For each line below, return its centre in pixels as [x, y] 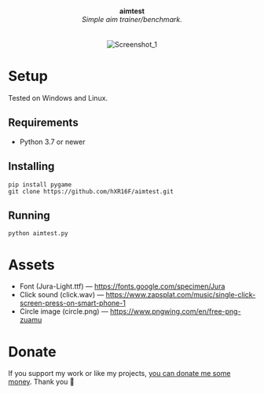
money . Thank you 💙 [41, 382]
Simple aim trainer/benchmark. [132, 19]
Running [29, 215]
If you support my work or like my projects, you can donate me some [119, 374]
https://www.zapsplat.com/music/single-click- [181, 295]
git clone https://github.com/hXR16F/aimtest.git [91, 191]
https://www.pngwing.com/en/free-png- [175, 311]
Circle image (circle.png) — [64, 311]
